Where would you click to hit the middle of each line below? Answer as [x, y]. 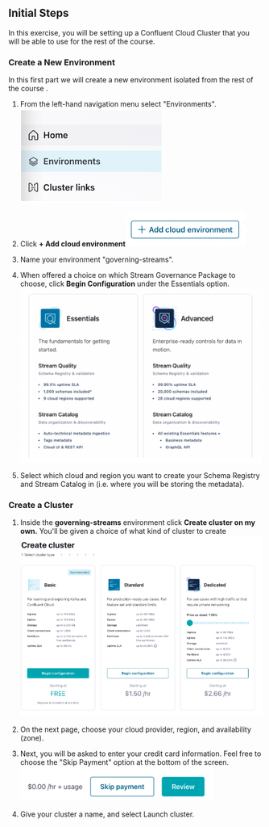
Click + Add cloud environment [73, 244]
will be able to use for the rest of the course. [82, 41]
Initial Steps [39, 13]
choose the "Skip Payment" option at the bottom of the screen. [124, 762]
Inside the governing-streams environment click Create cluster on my [138, 523]
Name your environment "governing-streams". [97, 260]
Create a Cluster [41, 505]
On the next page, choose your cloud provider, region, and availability [136, 729]
